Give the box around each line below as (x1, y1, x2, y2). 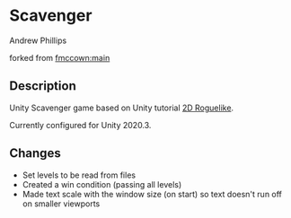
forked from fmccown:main (9, 52, 110, 63)
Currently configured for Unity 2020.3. (9, 119, 152, 130)
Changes (9, 145, 61, 161)
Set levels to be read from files (22, 170, 137, 180)
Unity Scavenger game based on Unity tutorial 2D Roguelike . (9, 102, 234, 113)
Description (9, 78, 76, 94)
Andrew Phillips (9, 35, 67, 46)
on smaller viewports (22, 198, 101, 209)
